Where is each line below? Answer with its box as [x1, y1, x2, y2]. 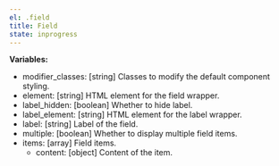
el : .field [9, 12, 50, 22]
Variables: [9, 54, 48, 65]
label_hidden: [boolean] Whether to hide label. [21, 100, 193, 111]
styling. [21, 81, 50, 92]
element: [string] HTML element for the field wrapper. [21, 90, 220, 101]
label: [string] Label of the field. [21, 119, 139, 129]
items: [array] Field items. [21, 137, 117, 148]
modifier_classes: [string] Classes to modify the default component [21, 71, 271, 82]
